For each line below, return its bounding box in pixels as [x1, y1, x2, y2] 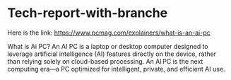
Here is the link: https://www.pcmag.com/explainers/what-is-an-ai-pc [7, 28, 211, 37]
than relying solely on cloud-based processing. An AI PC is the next [7, 57, 203, 65]
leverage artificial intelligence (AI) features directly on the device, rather [7, 50, 217, 58]
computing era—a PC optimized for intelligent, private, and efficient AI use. [7, 64, 225, 73]
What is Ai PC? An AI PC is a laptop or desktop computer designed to [7, 42, 208, 50]
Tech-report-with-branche [7, 5, 168, 21]
